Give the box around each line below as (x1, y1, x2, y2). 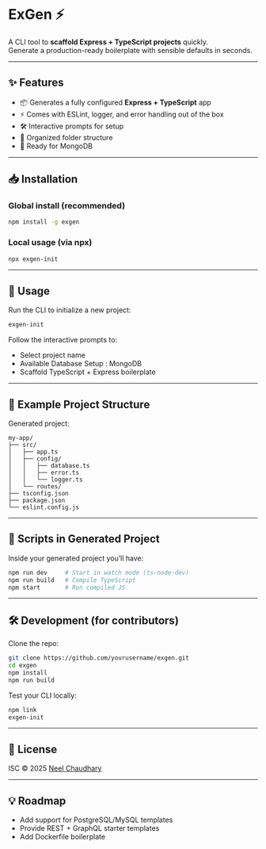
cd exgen (8, 662, 37, 670)
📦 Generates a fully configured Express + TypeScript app (19, 98, 211, 107)
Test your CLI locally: (8, 690, 77, 700)
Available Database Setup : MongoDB (19, 359, 142, 369)
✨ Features (8, 76, 64, 90)
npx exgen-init (8, 254, 59, 263)
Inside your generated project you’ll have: (8, 553, 144, 563)
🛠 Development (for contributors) (8, 614, 180, 627)
